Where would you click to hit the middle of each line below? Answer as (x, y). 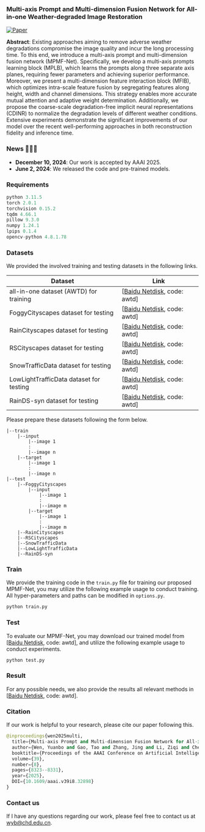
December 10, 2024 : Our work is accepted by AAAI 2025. (88, 162)
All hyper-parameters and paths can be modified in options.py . (85, 596)
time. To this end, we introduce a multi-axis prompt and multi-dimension (97, 55)
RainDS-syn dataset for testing (54, 401)
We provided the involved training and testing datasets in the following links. (102, 266)
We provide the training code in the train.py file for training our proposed (99, 582)
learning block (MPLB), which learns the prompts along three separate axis (100, 68)
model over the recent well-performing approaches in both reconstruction (99, 127)
